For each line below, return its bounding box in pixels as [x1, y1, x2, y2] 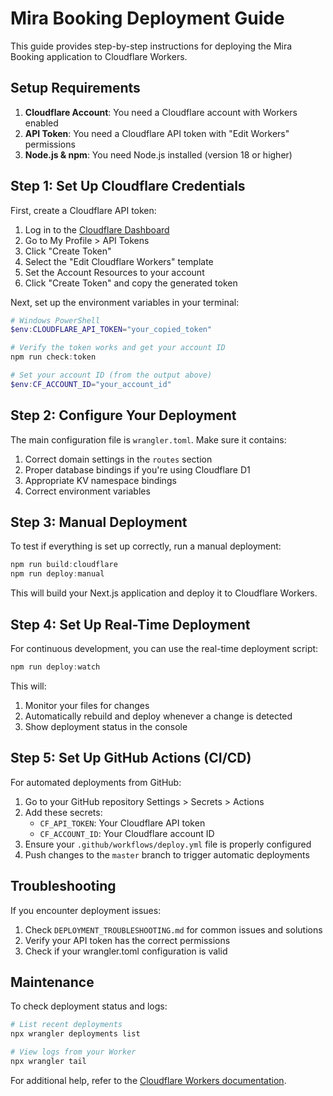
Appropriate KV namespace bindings [24, 474, 177, 486]
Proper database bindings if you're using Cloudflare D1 [24, 463, 251, 476]
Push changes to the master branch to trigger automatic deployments [24, 848, 310, 861]
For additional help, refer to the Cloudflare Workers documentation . [10, 1074, 287, 1086]
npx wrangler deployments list [10, 1029, 141, 1039]
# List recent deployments [10, 1020, 123, 1030]
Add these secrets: [24, 806, 103, 818]
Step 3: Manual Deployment [10, 514, 188, 531]
